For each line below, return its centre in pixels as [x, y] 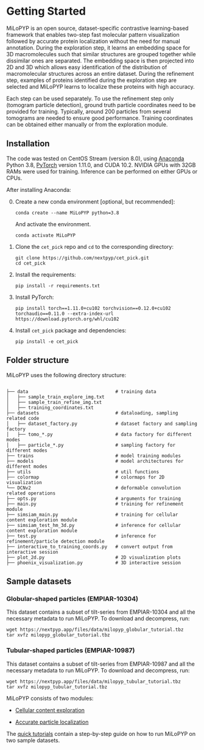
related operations [31, 493]
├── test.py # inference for [81, 536]
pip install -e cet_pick [47, 341]
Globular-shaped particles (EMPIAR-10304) [72, 598]
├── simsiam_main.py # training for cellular [92, 515]
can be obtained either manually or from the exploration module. [87, 124]
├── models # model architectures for [95, 461]
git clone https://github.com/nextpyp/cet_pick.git [82, 258]
